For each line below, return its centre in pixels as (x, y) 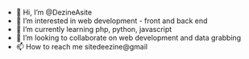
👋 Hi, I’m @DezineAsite (54, 12)
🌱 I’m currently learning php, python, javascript (94, 29)
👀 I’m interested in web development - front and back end (112, 21)
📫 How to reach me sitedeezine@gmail (81, 47)
